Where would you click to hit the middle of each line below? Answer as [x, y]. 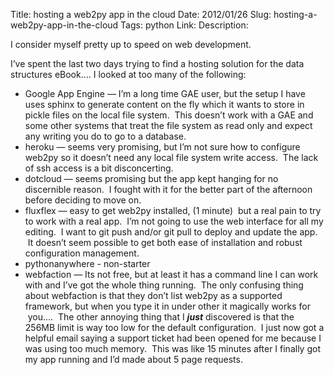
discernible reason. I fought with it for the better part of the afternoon [168, 189]
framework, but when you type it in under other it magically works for [167, 306]
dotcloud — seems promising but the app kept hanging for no [151, 178]
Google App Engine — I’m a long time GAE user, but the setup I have [165, 93]
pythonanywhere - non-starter [87, 263]
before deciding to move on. [83, 200]
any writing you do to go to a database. [105, 136]
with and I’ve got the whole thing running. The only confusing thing [164, 285]
